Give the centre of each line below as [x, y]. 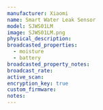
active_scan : [26, 77]
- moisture [29, 52]
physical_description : [39, 39]
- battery [27, 58]
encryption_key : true [38, 83]
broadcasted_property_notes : [48, 64]
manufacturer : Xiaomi [38, 13]
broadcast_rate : [30, 70]
